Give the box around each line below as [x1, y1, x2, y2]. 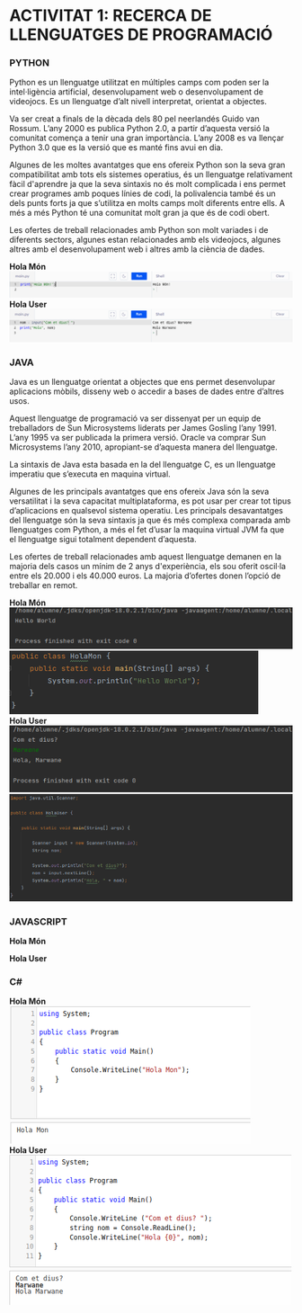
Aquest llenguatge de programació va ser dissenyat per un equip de [9, 413, 262, 424]
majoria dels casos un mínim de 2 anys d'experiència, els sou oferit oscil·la [9, 561, 286, 572]
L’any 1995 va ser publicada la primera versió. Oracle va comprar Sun [9, 433, 267, 443]
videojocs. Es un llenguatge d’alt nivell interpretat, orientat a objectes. [9, 96, 267, 107]
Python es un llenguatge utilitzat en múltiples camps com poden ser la [9, 77, 270, 88]
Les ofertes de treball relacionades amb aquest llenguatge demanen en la [9, 551, 281, 562]
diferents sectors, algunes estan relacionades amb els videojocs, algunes [9, 235, 281, 246]
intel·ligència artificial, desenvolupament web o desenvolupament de [9, 86, 263, 97]
